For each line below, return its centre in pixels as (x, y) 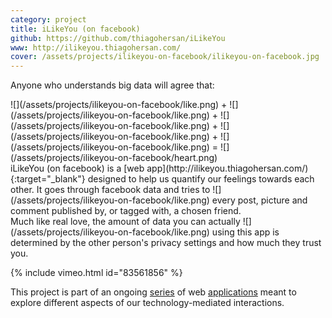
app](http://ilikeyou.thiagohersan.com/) (227, 168)
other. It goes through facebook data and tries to (110, 190)
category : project (48, 19)
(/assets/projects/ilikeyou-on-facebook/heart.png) (114, 158)
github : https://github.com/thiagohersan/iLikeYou (118, 38)
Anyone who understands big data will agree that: (112, 85)
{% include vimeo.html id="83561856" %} (96, 273)
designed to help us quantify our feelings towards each (201, 179)
